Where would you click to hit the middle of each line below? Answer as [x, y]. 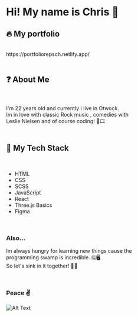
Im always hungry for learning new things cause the [69, 250]
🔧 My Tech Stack [37, 148]
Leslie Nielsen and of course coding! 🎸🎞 [55, 121]
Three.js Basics [33, 205]
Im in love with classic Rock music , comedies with [67, 114]
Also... [16, 238]
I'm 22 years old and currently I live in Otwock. [63, 108]
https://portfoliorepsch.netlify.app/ [48, 54]
